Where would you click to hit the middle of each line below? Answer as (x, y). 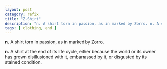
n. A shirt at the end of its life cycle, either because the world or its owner (80, 52)
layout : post (19, 10)
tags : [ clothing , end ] (31, 28)
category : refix (22, 14)
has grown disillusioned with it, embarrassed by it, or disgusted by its (76, 57)
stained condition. (24, 62)
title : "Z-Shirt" (23, 19)
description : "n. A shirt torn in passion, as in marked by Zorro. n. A (82, 23)
